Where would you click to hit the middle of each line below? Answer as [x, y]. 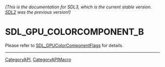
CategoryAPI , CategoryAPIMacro [38, 59]
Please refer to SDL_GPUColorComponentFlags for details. [64, 45]
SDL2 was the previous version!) [38, 12]
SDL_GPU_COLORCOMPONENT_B [75, 32]
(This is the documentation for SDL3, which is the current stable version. [79, 7]
